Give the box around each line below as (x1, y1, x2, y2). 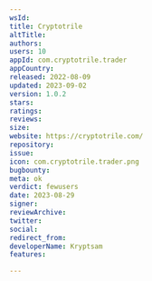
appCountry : (9, 65, 54, 74)
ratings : (9, 106, 43, 115)
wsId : (9, 13, 30, 23)
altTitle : (9, 30, 47, 39)
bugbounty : (9, 166, 51, 175)
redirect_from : (9, 233, 67, 242)
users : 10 (9, 47, 47, 56)
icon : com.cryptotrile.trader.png (9, 156, 140, 166)
